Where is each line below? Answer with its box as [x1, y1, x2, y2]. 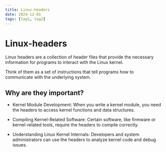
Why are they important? [5, 89, 84, 97]
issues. [12, 142, 27, 148]
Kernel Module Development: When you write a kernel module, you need [12, 102, 162, 108]
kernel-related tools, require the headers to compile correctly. [12, 122, 139, 128]
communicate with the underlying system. [5, 74, 91, 80]
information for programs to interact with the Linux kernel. [5, 59, 124, 65]
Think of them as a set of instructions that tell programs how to [5, 69, 134, 75]
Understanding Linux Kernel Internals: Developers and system [12, 132, 140, 138]
